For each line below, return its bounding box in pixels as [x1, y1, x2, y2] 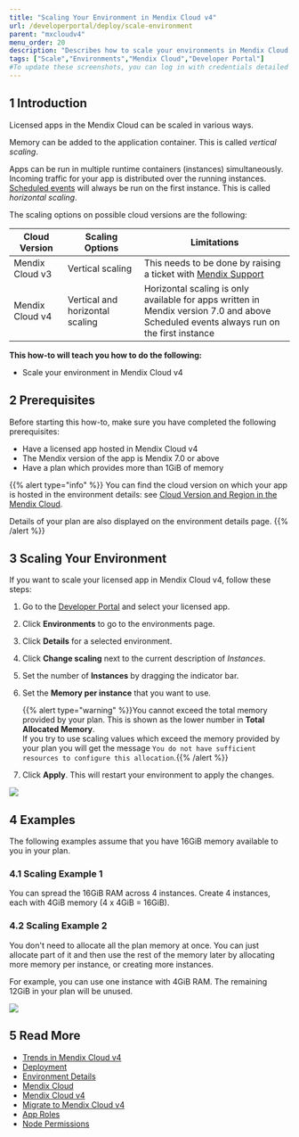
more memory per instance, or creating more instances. [9, 959, 214, 969]
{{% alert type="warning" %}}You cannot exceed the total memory [21, 705, 269, 716]
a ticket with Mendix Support [143, 268, 264, 280]
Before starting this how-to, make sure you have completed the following [9, 416, 277, 427]
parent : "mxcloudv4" [9, 29, 86, 38]
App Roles [21, 1108, 61, 1119]
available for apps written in [143, 293, 260, 306]
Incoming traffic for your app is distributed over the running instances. [9, 173, 267, 184]
